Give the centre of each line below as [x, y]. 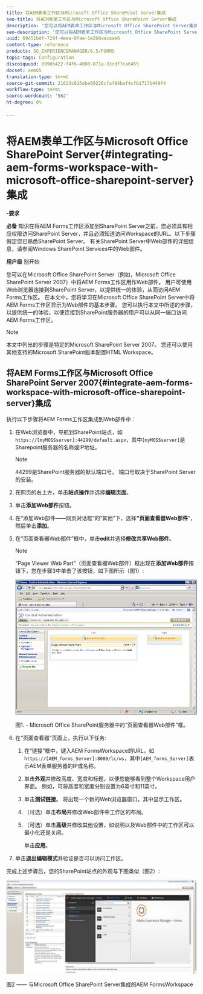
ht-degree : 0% [24, 102]
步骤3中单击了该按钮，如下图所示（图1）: [93, 570]
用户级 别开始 [23, 261]
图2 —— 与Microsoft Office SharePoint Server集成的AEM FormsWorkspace [100, 984]
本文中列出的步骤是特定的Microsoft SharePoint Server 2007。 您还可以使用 [100, 344]
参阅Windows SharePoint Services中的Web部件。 [84, 248]
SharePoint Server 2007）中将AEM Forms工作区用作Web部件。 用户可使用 [99, 282]
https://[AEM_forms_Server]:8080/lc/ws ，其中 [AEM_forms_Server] [106, 758]
